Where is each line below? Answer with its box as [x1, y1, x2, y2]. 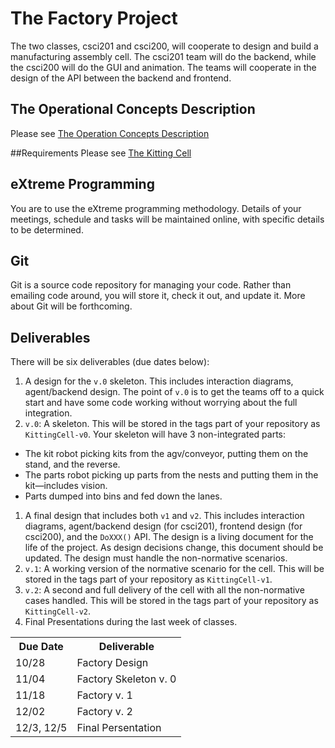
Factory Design [76, 656, 149, 670]
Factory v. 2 [76, 705, 133, 719]
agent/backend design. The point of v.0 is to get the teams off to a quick [24, 386, 325, 398]
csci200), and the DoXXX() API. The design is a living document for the [24, 531, 314, 543]
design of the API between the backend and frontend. [10, 72, 232, 84]
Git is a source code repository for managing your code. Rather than [10, 279, 292, 291]
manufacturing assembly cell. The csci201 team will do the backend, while [10, 50, 317, 62]
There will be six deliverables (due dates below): [10, 356, 210, 368]
